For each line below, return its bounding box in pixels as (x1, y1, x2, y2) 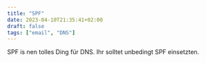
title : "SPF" (7, 10, 45, 17)
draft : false (7, 23, 45, 29)
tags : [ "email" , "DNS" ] (7, 29, 76, 36)
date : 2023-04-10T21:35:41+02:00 (7, 16, 103, 23)
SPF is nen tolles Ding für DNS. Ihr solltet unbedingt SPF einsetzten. (7, 48, 200, 56)
